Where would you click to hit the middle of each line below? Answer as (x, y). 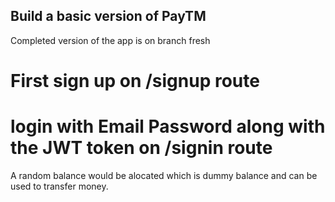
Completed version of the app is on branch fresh (110, 40)
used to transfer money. (59, 186)
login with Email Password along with (168, 126)
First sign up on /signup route (135, 81)
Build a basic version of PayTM (108, 16)
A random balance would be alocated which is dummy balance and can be (164, 175)
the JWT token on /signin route (141, 148)
